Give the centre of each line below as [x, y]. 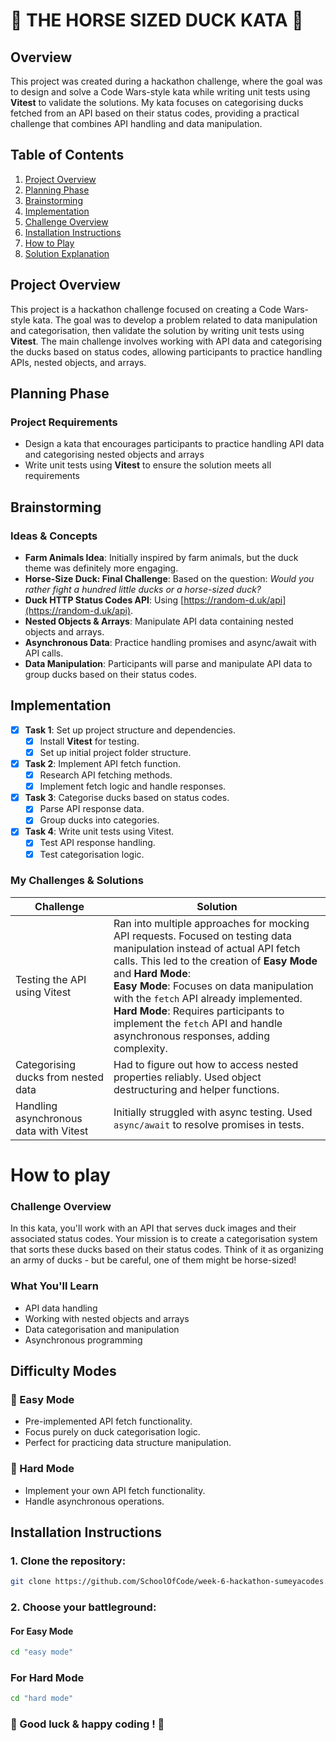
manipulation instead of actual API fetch [207, 948]
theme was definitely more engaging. [101, 568]
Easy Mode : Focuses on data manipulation [213, 986]
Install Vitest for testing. [89, 741]
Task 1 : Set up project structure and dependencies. [130, 730]
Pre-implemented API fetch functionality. [108, 1421]
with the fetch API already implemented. [208, 998]
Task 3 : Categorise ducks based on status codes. [127, 798]
